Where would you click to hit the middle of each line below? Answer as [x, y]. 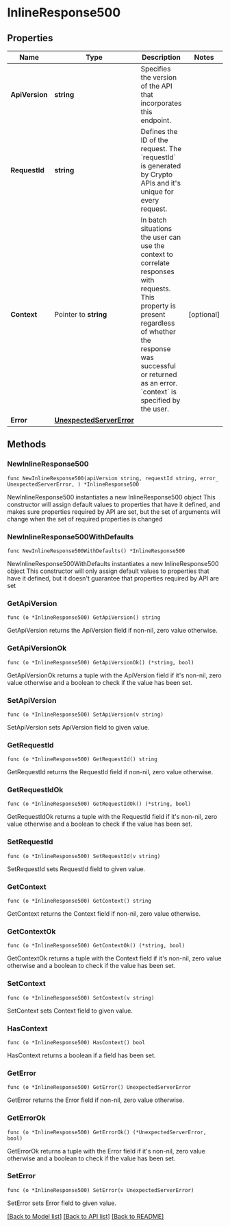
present [153, 314]
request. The [161, 149]
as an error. [159, 383]
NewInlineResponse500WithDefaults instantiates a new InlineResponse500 [113, 563]
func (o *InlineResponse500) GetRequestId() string [82, 759]
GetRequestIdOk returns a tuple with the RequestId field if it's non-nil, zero [112, 817]
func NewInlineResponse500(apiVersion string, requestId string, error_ [113, 478]
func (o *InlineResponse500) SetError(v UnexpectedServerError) [101, 1190]
